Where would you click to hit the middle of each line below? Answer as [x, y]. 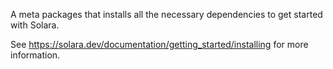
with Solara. [35, 25]
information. [35, 55]
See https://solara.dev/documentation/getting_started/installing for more [159, 44]
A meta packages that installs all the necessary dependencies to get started [166, 14]
